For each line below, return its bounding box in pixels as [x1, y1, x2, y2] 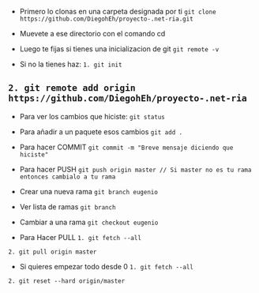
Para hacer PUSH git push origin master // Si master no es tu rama [19, 164, 252, 174]
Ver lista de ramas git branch [19, 201, 116, 212]
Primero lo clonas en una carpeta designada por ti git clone [19, 7, 216, 16]
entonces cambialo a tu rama [19, 173, 116, 181]
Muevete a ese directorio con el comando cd [19, 29, 166, 38]
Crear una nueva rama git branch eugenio [19, 186, 158, 196]
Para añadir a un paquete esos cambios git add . [19, 126, 183, 137]
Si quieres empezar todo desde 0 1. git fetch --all [19, 261, 193, 271]
